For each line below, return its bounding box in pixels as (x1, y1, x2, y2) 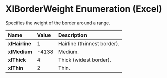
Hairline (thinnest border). (58, 40, 120, 47)
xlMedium (8, 48, 33, 55)
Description (58, 31, 87, 38)
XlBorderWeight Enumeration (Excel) (5, 3, 162, 15)
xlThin (8, 64, 24, 71)
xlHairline (8, 40, 32, 47)
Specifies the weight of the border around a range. (5, 20, 111, 26)
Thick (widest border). (58, 56, 111, 63)
